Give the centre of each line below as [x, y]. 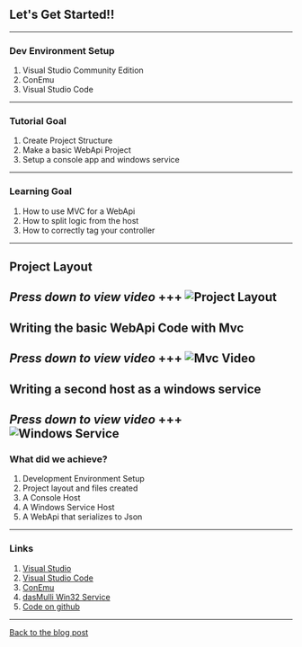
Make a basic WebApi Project [77, 150]
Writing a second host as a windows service [135, 389]
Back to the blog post [49, 632]
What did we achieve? [58, 459]
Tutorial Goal [38, 121]
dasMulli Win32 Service [66, 597]
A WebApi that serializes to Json [82, 517]
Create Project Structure [67, 141]
